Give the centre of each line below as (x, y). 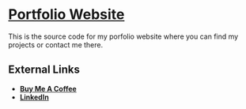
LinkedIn (34, 97)
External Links (44, 70)
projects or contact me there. (56, 44)
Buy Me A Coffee (48, 88)
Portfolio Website (66, 15)
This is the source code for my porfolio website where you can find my (123, 36)
